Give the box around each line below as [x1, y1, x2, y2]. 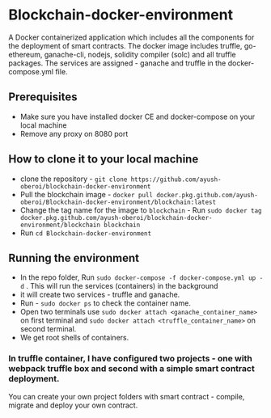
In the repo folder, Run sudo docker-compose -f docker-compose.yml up [19, 272, 256, 282]
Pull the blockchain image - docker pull [19, 189, 154, 199]
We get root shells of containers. [19, 333, 129, 343]
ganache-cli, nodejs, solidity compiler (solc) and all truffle [44, 49, 236, 59]
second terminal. [19, 324, 77, 334]
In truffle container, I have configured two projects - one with [8, 353, 252, 365]
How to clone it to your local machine [8, 152, 199, 167]
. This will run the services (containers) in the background [25, 281, 218, 291]
